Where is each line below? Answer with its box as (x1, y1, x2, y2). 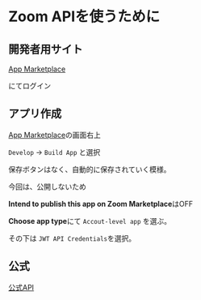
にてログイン (8, 81, 51, 90)
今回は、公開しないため (8, 182, 86, 191)
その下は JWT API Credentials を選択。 (8, 233, 136, 243)
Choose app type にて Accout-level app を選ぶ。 (8, 216, 172, 225)
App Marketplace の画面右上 (8, 130, 101, 139)
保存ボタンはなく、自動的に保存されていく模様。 (8, 164, 171, 174)
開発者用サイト (8, 42, 83, 56)
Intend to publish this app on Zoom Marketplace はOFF (8, 199, 194, 208)
